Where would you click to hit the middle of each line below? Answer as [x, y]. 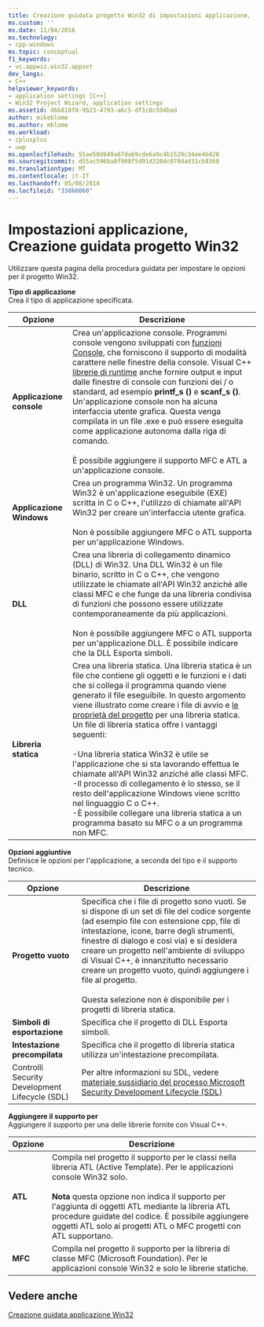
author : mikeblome [38, 118]
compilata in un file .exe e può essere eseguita [158, 421]
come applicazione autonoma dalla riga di [149, 431]
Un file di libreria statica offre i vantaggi [145, 724]
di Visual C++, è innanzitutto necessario [155, 960]
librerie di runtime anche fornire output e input [157, 372]
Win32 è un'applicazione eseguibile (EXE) [150, 493]
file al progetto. [109, 980]
